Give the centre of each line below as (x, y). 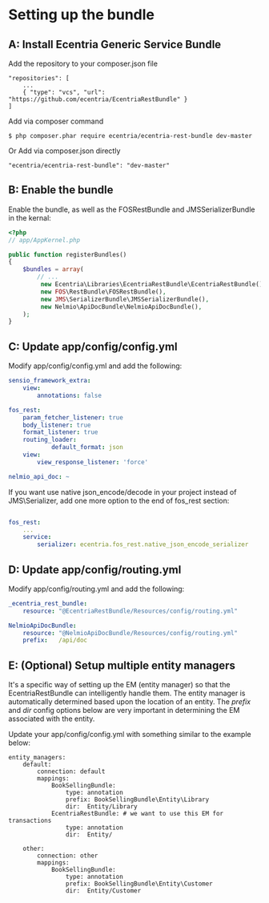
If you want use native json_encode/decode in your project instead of (122, 492)
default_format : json (87, 447)
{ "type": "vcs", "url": (64, 92)
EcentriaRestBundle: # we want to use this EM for (137, 814)
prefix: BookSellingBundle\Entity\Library (137, 800)
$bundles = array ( (53, 269)
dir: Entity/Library (101, 807)
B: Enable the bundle (61, 190)
